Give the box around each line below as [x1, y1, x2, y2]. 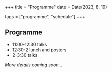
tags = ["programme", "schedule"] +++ [5, 14, 86, 19]
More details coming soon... [5, 62, 63, 68]
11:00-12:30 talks [12, 41, 47, 47]
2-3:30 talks [12, 52, 38, 58]
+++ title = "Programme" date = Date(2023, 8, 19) [5, 4, 107, 10]
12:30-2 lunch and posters [12, 47, 67, 53]
